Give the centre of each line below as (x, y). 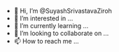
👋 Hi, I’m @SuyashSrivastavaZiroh (63, 11)
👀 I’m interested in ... (43, 18)
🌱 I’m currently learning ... (51, 26)
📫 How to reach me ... (46, 41)
